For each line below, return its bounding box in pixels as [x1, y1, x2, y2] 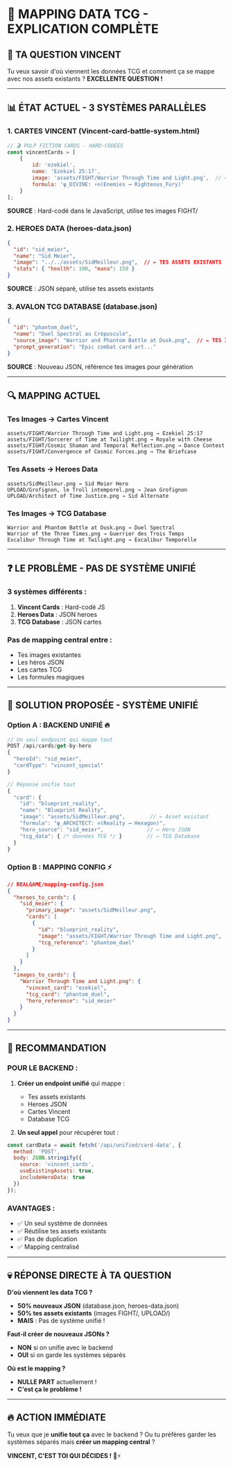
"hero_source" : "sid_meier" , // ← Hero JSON [19, 826, 191, 833]
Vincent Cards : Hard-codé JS [17, 603, 105, 611]
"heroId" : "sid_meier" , [13, 756, 82, 763]
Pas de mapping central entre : [7, 635, 112, 645]
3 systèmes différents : [7, 587, 87, 597]
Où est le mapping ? [7, 1364, 66, 1372]
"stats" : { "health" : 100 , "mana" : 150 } [13, 266, 135, 273]
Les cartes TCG [17, 665, 62, 674]
